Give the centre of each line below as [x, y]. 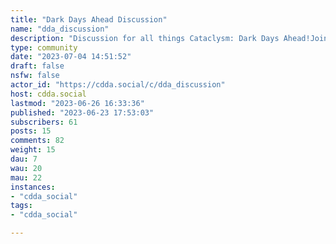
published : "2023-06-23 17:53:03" [82, 112]
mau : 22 [26, 177]
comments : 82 [37, 141]
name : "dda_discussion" [60, 29]
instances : [33, 187]
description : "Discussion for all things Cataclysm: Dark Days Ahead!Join [169, 38]
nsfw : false [35, 76]
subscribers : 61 [44, 122]
